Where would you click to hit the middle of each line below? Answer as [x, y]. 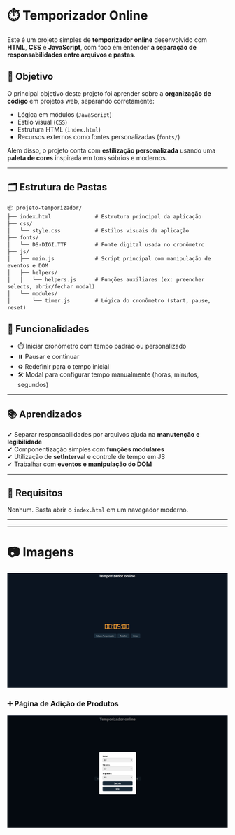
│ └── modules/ [33, 293]
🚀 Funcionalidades [48, 329]
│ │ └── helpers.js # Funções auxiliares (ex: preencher [106, 279]
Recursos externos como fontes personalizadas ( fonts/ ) [99, 136]
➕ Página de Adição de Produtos [63, 704]
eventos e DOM [28, 265]
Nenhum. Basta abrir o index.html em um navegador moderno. [98, 510]
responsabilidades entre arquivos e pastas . [71, 55]
